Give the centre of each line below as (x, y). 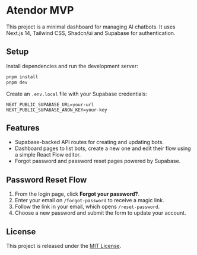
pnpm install (22, 77)
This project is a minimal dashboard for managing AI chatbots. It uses (91, 27)
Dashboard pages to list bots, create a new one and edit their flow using (103, 148)
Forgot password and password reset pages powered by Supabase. (98, 161)
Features (23, 128)
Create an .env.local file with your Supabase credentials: (77, 94)
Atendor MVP (40, 10)
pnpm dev (17, 82)
